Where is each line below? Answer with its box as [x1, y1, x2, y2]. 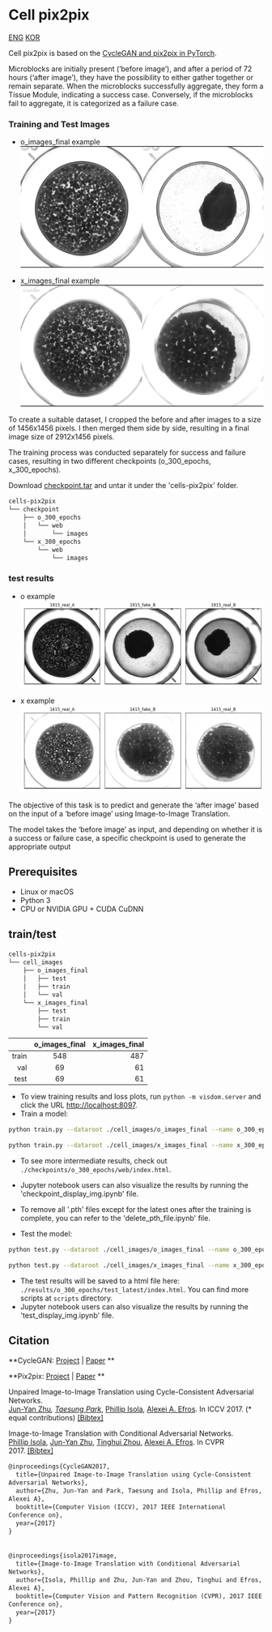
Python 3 [19, 895, 51, 905]
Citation [8, 1334, 50, 1347]
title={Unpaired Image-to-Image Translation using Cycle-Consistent [15, 1470, 252, 1479]
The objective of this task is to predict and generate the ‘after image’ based [8, 800, 259, 810]
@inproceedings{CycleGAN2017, [8, 1462, 111, 1471]
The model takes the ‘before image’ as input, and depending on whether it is [8, 825, 263, 834]
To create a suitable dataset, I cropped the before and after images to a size [8, 415, 261, 425]
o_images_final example [19, 137, 100, 147]
